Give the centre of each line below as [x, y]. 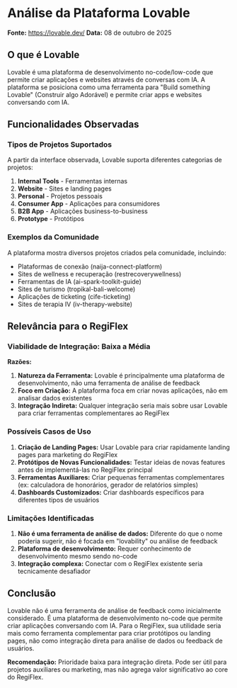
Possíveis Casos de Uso [49, 432]
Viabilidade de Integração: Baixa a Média [79, 346]
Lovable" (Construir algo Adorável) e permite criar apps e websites [105, 94]
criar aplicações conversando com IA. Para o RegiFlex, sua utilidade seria [114, 626]
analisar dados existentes [54, 398]
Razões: [19, 362]
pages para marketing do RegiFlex [68, 454]
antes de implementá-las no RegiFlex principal [85, 470]
